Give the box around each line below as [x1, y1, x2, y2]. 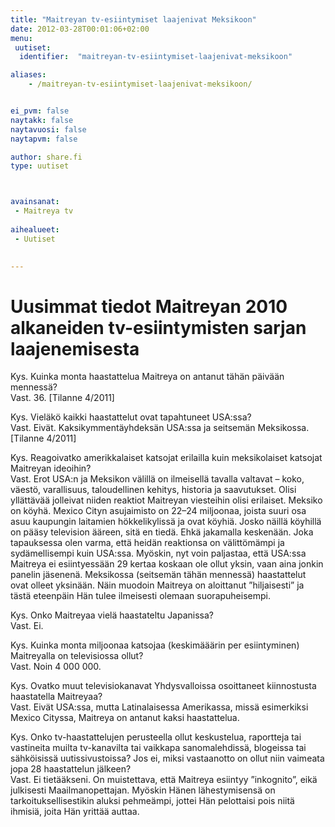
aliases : [10, 70, 47, 80]
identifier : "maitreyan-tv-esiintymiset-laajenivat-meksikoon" [19, 52, 293, 62]
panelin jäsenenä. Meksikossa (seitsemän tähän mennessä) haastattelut [10, 569, 307, 581]
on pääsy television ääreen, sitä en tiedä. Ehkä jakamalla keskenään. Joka [10, 526, 314, 538]
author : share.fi [10, 152, 83, 162]
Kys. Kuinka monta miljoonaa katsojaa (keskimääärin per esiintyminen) [10, 639, 300, 651]
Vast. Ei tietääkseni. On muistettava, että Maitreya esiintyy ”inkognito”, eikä [10, 774, 318, 786]
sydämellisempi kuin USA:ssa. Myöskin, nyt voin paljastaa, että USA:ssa [10, 547, 307, 560]
